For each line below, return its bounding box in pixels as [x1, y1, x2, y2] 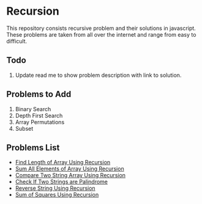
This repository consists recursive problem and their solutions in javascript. [6, 24, 196, 32]
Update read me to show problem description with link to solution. [15, 71, 182, 79]
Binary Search [15, 105, 51, 112]
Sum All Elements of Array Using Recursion [15, 165, 124, 172]
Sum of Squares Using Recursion [15, 191, 99, 199]
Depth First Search [15, 112, 63, 119]
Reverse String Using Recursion [15, 184, 96, 192]
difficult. [6, 37, 28, 45]
